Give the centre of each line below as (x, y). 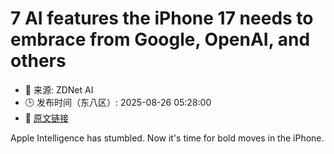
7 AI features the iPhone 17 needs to (162, 18)
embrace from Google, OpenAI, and (160, 39)
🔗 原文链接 (46, 118)
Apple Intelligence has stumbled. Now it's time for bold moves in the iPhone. (167, 138)
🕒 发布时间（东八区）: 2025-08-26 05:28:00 (118, 102)
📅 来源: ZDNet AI (59, 89)
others (38, 61)
